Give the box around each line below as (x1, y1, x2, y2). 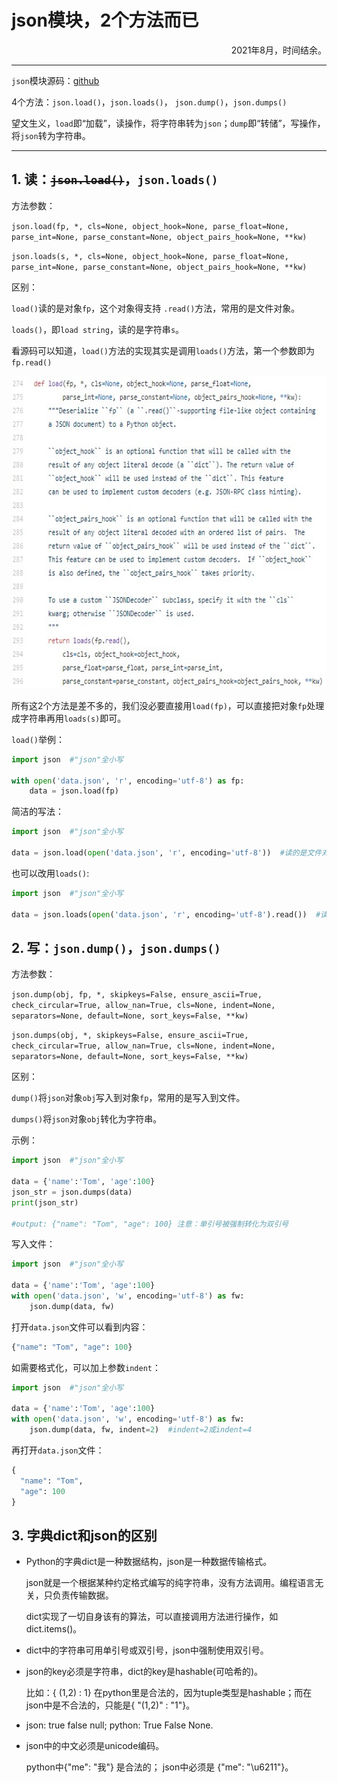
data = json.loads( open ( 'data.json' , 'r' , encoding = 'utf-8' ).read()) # (11, 909, 321, 920)
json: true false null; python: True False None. (25, 1719, 214, 1731)
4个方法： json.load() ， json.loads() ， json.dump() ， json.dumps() (11, 96, 288, 108)
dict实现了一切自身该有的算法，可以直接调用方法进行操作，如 (25, 1611, 279, 1623)
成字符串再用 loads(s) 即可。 (11, 712, 127, 724)
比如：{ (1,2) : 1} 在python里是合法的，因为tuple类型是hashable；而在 (25, 1687, 313, 1699)
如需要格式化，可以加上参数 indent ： (11, 1361, 161, 1373)
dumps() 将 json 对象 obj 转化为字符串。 (11, 1113, 163, 1125)
